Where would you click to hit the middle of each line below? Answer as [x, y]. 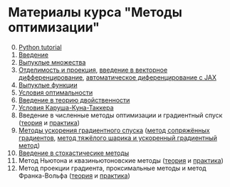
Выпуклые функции [48, 85]
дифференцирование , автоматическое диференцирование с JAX [117, 77]
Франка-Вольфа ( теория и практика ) [74, 176]
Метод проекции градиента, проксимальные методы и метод [112, 168]
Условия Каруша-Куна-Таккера [66, 107]
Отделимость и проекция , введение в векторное [93, 70]
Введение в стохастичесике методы [74, 153]
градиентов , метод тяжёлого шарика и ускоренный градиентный [118, 138]
